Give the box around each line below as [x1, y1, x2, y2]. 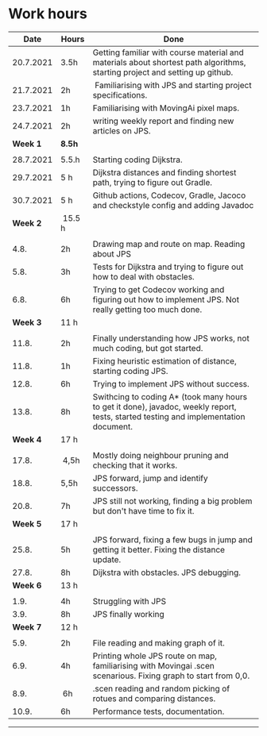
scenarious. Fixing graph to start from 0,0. [92, 670, 250, 681]
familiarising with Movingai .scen [92, 660, 215, 671]
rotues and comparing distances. [92, 692, 216, 703]
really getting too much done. [92, 303, 203, 314]
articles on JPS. [92, 125, 151, 136]
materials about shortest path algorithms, [92, 56, 246, 67]
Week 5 [12, 518, 42, 529]
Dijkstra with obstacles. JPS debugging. [92, 567, 241, 578]
